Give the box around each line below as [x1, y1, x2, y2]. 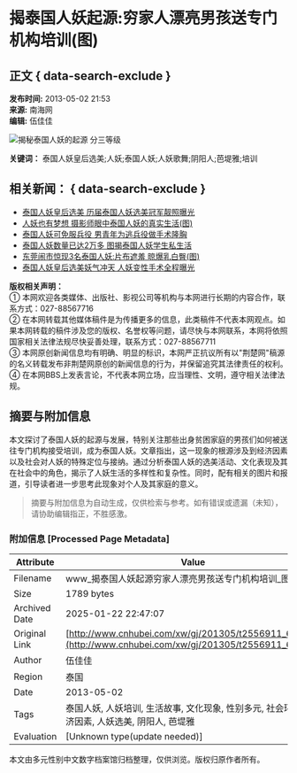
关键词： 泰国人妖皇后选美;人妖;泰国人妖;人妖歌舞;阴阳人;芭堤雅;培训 [9, 153, 258, 164]
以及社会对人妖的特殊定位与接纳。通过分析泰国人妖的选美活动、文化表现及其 [9, 456, 288, 467]
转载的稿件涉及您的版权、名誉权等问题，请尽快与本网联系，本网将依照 [32, 325, 288, 336]
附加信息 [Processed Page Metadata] [9, 532, 170, 545]
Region [13, 670, 43, 683]
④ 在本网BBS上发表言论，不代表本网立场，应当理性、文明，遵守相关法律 [9, 369, 278, 380]
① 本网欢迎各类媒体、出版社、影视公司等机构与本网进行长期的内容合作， [9, 291, 278, 302]
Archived [13, 601, 51, 614]
